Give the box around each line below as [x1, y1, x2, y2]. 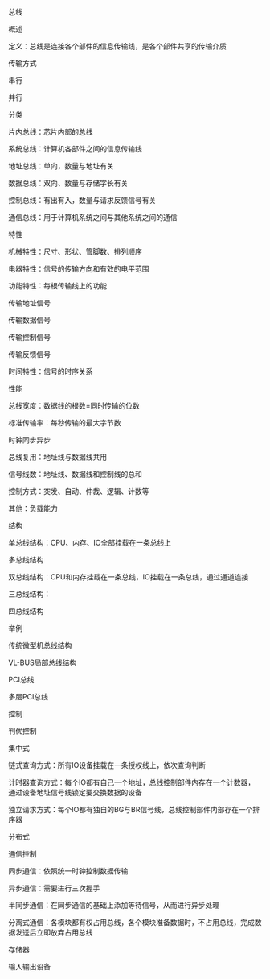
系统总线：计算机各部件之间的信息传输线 [8, 144, 142, 153]
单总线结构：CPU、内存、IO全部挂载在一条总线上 [8, 538, 172, 547]
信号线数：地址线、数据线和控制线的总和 [8, 470, 142, 479]
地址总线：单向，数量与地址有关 [8, 161, 114, 171]
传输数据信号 [8, 315, 51, 325]
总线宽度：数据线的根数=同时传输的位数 [8, 401, 141, 410]
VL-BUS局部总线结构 [8, 658, 77, 667]
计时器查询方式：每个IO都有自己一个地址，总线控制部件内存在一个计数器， [8, 778, 256, 787]
